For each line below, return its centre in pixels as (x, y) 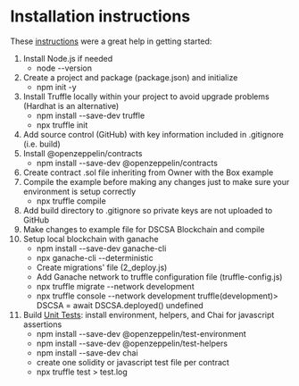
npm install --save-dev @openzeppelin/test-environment (141, 333)
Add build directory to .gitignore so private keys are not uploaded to (148, 210)
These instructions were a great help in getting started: (111, 41)
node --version (64, 68)
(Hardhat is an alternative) (71, 105)
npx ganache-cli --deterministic (95, 257)
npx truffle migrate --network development (115, 286)
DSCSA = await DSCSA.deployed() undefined (120, 305)
